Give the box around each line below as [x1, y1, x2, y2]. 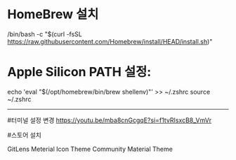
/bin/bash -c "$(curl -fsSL [7, 29, 83, 38]
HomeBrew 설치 [7, 6, 99, 22]
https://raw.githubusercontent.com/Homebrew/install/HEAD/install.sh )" [7, 37, 213, 45]
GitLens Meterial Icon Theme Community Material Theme [7, 145, 173, 153]
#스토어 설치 [7, 131, 42, 139]
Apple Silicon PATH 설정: [7, 64, 152, 80]
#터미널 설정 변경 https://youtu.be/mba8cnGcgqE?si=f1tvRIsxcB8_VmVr [7, 116, 212, 124]
